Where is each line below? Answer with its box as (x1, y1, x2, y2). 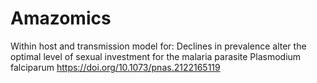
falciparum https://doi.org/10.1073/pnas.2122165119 (10, 61, 221, 73)
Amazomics (10, 7, 112, 30)
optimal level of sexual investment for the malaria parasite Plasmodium (10, 50, 302, 62)
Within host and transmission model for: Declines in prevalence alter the (10, 40, 307, 52)
